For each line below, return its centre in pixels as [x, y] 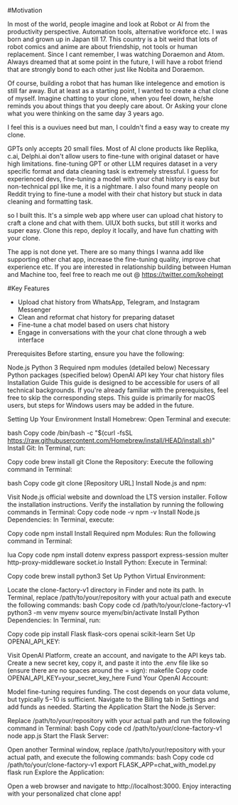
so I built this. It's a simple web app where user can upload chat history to [115, 215]
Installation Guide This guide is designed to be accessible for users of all [114, 383]
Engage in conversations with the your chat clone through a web [112, 332]
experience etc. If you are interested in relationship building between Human [119, 267]
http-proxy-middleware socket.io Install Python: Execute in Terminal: [108, 562]
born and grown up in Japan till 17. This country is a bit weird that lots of [113, 39]
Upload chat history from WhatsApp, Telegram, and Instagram [109, 302]
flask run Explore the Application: [56, 772]
